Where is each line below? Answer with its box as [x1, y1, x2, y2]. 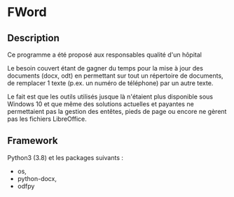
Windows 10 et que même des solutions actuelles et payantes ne [7, 100, 194, 108]
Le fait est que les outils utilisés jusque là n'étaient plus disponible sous [7, 92, 214, 101]
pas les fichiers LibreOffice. [7, 115, 87, 123]
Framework [7, 135, 58, 147]
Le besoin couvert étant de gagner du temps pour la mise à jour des [7, 64, 203, 72]
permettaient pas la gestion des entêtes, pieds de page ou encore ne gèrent [7, 108, 227, 115]
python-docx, [17, 174, 57, 182]
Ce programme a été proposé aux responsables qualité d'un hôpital [7, 50, 202, 59]
